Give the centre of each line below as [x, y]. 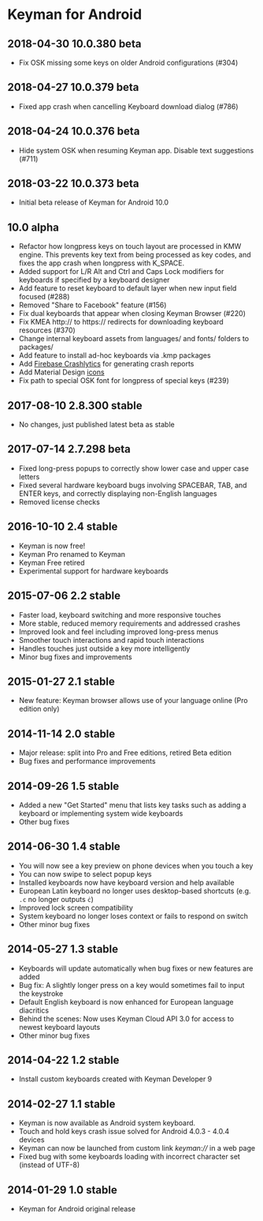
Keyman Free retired [52, 562]
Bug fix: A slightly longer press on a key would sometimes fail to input [131, 985]
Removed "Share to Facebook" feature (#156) [93, 305]
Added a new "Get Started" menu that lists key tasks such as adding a [133, 805]
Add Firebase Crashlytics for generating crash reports [106, 364]
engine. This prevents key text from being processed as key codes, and [135, 255]
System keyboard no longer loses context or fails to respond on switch [133, 916]
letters [29, 476]
